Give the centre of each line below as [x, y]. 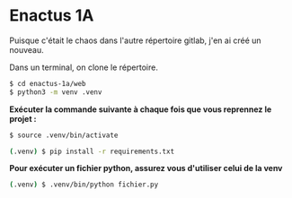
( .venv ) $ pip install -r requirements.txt [92, 151]
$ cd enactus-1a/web [48, 83]
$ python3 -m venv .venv [56, 92]
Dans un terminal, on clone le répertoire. [84, 67]
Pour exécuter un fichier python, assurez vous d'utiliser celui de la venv [146, 168]
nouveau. [27, 49]
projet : [23, 118]
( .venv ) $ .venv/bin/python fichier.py [84, 185]
